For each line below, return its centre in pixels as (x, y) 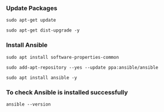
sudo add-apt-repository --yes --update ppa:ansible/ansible (82, 67)
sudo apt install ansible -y (42, 78)
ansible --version (28, 104)
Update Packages (32, 8)
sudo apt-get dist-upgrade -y (43, 30)
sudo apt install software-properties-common (62, 57)
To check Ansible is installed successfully (67, 92)
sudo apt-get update (31, 20)
